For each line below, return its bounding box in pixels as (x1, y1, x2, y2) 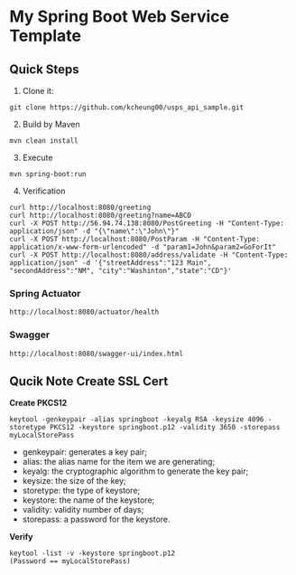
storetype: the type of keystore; (22, 485, 141, 496)
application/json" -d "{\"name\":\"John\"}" (9, 227, 180, 236)
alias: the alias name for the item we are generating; (22, 457, 216, 467)
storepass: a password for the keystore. (22, 514, 171, 525)
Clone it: (22, 86, 54, 96)
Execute (22, 152, 53, 163)
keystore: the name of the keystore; (22, 495, 155, 505)
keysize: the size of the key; (22, 476, 126, 486)
